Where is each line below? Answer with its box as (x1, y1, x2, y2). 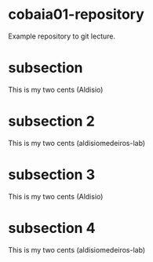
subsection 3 (8, 166, 96, 184)
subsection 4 (8, 219, 96, 237)
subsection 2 (8, 112, 96, 130)
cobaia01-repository (8, 5, 145, 24)
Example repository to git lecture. (8, 31, 116, 41)
